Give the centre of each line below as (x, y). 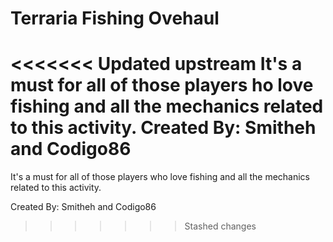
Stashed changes (220, 226)
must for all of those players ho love (162, 85)
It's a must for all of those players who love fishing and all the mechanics (160, 177)
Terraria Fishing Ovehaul (115, 18)
